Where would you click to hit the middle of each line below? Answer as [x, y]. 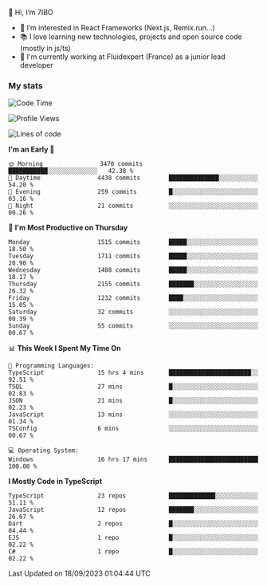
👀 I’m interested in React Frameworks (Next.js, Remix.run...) [117, 28]
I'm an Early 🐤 [31, 149]
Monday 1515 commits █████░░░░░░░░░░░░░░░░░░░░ [133, 242]
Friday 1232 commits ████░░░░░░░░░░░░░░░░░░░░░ [133, 298]
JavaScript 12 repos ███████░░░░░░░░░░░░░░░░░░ [133, 510]
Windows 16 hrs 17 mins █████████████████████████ [133, 460]
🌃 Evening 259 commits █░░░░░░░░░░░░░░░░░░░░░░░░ [133, 192]
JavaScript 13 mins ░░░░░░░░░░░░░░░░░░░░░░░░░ [133, 415]
